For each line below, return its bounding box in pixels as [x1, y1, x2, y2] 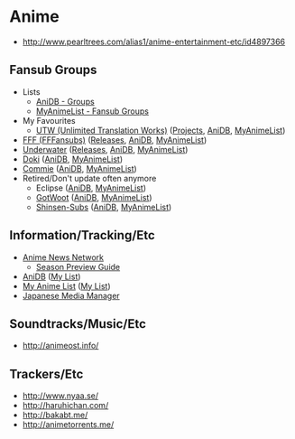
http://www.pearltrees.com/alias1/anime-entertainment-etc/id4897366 [22, 36, 286, 47]
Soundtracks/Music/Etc [9, 316, 147, 332]
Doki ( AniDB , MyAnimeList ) [22, 154, 124, 164]
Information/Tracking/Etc [9, 228, 155, 243]
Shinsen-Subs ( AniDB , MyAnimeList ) [35, 201, 172, 212]
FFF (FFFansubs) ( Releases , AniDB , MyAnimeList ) [22, 134, 207, 145]
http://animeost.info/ [22, 341, 99, 351]
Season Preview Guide [35, 261, 121, 272]
